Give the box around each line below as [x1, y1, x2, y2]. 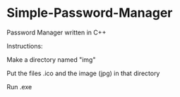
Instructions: [6, 41, 43, 50]
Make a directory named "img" [6, 55, 96, 64]
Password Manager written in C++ [6, 28, 107, 37]
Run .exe [6, 82, 32, 91]
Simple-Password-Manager [6, 5, 173, 21]
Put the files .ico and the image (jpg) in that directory [6, 69, 160, 77]
